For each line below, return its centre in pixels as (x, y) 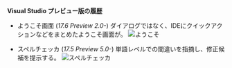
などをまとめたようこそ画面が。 (81, 34)
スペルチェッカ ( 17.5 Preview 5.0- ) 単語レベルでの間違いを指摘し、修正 (118, 49)
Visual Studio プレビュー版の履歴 (55, 11)
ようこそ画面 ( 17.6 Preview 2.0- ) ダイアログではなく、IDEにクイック (114, 26)
